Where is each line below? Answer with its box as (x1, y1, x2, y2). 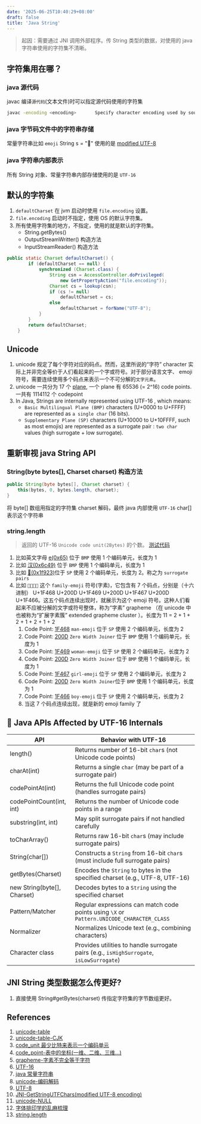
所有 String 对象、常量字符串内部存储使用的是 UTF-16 (7, 171, 136, 178)
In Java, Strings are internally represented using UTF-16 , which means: (15, 397, 191, 404)
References (7, 1012, 51, 1023)
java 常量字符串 (15, 1070, 54, 1077)
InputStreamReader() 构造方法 (24, 243, 99, 251)
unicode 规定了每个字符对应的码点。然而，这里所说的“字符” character (15, 361, 187, 368)
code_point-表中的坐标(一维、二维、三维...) (15, 1049, 122, 1056)
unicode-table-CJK (15, 1034, 63, 1041)
